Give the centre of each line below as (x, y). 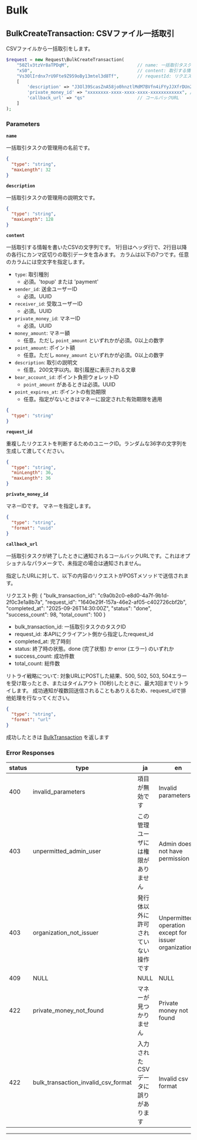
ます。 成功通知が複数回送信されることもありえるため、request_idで (99, 690)
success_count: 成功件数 (45, 656)
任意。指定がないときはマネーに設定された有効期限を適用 (93, 399)
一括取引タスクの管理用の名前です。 (50, 148)
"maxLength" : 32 (31, 170)
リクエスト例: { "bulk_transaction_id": (51, 595)
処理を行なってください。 (42, 698)
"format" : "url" (31, 720)
